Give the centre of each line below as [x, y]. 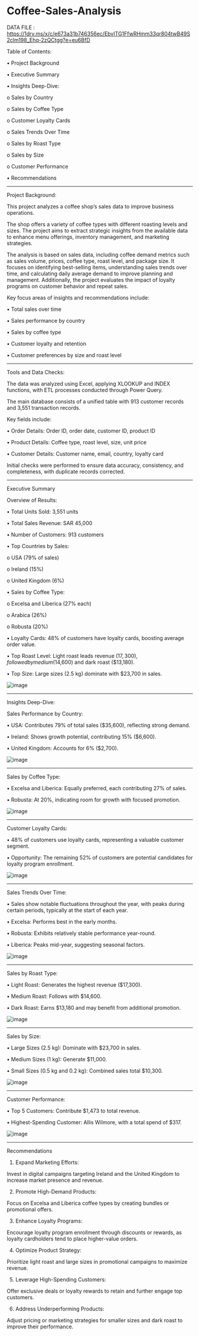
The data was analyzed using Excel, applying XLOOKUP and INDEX [89, 383]
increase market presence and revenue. [55, 1180]
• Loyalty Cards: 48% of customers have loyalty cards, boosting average [96, 638]
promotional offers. [30, 1209]
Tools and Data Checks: [36, 372]
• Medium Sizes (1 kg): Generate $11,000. [57, 1059]
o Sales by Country [30, 97]
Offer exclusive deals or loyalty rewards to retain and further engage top [94, 1291]
